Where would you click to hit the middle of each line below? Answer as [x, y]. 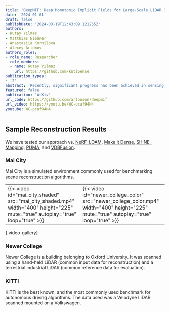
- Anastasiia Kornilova [30, 43]
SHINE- [144, 142]
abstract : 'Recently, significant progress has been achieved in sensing [85, 85]
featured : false [22, 90]
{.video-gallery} [22, 233]
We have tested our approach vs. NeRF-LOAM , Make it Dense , [70, 142]
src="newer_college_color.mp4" [121, 201]
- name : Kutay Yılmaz [33, 66]
